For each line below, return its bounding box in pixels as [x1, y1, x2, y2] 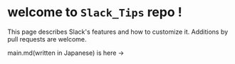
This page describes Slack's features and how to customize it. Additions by [7, 27, 229, 36]
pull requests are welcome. [7, 34, 87, 43]
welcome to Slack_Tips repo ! [7, 4, 183, 20]
